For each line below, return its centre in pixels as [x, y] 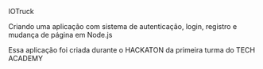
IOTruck [21, 11]
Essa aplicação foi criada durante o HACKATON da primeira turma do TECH [132, 50]
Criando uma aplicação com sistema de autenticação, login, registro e [123, 26]
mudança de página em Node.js [60, 35]
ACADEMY [26, 58]
